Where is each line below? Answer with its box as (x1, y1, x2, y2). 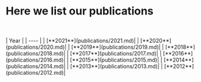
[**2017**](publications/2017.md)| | (69, 49, 162, 57)
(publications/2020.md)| (5, 43, 67, 51)
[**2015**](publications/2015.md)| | (69, 56, 163, 63)
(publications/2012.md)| (5, 69, 66, 76)
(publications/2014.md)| (5, 62, 66, 70)
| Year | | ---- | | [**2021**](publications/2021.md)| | (5, 37, 139, 44)
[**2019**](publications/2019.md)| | (71, 43, 164, 51)
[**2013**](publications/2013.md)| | (70, 62, 163, 70)
